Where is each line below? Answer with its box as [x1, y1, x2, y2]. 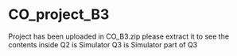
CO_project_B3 [8, 6, 110, 24]
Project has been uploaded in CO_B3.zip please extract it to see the [8, 32, 229, 41]
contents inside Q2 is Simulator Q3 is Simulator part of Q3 [8, 39, 198, 49]
